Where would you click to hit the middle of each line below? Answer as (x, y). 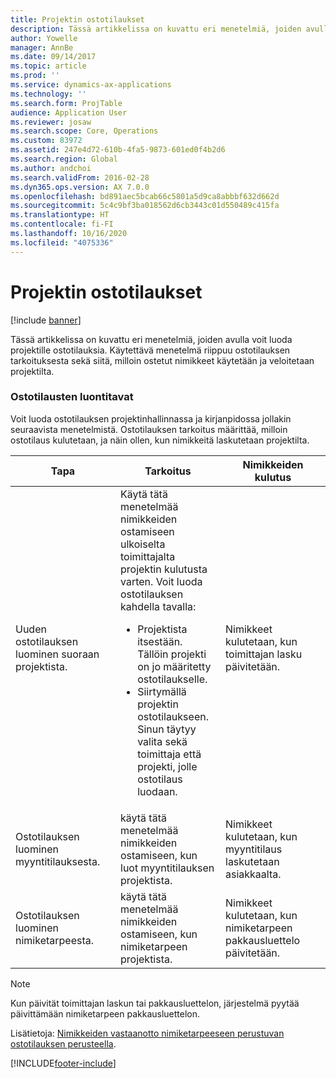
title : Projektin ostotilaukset (77, 19)
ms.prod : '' (35, 76)
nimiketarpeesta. (55, 940)
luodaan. (157, 791)
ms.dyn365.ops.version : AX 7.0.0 (80, 187)
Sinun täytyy (167, 729)
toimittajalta (148, 556)
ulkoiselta (143, 544)
